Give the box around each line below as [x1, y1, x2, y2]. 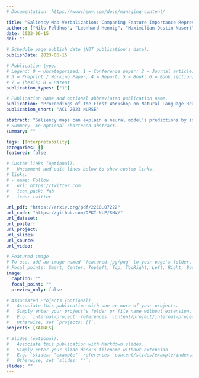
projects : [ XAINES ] [6, 325, 54, 331]
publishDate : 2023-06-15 [6, 52, 68, 58]
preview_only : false [11, 287, 62, 293]
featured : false [6, 150, 46, 156]
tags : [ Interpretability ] [6, 139, 70, 145]
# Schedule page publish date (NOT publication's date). [6, 47, 150, 53]
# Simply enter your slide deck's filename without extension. [6, 347, 171, 353]
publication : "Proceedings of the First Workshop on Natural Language [6, 101, 184, 107]
